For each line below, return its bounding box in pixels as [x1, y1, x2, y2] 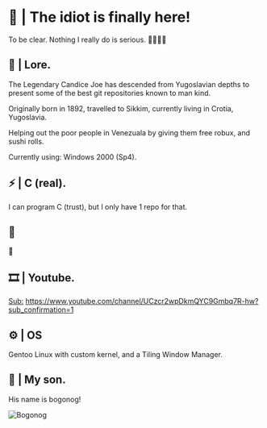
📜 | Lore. [8, 58, 51, 72]
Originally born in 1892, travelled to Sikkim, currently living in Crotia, [8, 103, 234, 113]
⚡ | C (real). [8, 177, 67, 190]
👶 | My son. [8, 373, 66, 387]
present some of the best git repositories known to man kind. [8, 88, 211, 98]
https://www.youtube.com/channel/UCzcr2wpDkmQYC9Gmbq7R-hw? [25, 297, 259, 306]
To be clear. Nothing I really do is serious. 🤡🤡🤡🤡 [8, 35, 167, 44]
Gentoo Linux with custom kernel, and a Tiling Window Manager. [8, 350, 223, 359]
